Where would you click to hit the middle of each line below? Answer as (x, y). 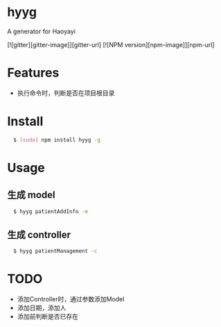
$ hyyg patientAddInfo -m (51, 211)
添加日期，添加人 (42, 308)
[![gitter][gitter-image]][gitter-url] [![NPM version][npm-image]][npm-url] (111, 44)
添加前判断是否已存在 (47, 317)
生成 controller (39, 234)
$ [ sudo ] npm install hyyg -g (57, 140)
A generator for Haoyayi (42, 31)
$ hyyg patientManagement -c (55, 251)
